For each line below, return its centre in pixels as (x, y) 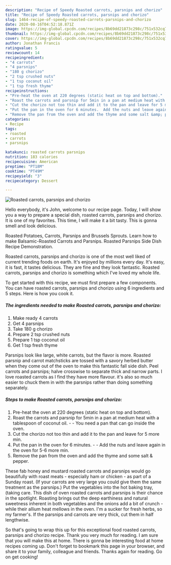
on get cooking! (22, 557)
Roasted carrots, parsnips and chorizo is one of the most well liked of (78, 256)
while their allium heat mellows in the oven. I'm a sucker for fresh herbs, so (84, 509)
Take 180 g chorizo (33, 329)
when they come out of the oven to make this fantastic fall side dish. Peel (82, 366)
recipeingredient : (25, 57)
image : (12, 29)
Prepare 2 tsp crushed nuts (41, 335)
